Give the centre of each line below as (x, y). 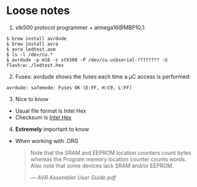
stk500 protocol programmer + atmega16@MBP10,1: (80, 27)
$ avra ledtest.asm (31, 49)
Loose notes (38, 11)
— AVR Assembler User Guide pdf (73, 177)
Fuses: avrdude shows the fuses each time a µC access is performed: (103, 76)
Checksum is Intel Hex (43, 117)
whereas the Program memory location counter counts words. (109, 159)
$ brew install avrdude (37, 38)
